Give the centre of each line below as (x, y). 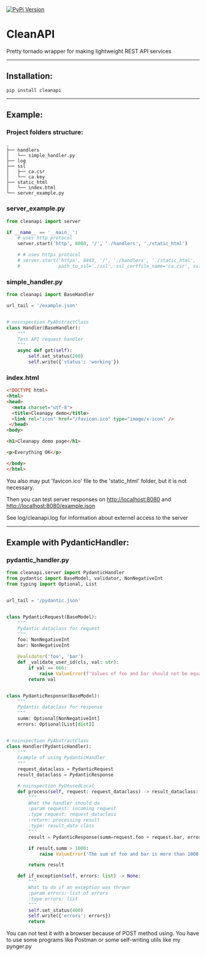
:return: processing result (64, 820)
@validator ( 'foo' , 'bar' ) (51, 657)
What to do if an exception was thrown (79, 888)
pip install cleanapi (34, 90)
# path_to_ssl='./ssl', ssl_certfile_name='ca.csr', (104, 266)
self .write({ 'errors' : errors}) (70, 916)
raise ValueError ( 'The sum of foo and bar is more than (112, 854)
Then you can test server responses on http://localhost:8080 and (89, 499)
